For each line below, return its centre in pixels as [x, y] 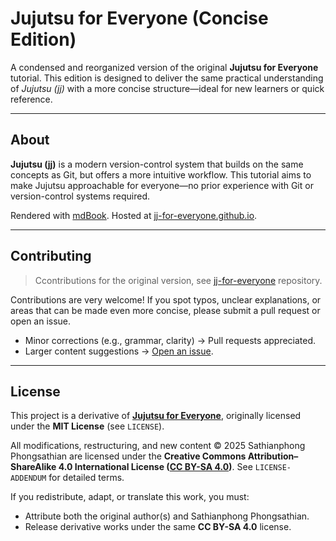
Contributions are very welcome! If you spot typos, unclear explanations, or [166, 299]
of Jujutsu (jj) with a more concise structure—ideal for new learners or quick [167, 88]
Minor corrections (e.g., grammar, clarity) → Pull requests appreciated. [170, 340]
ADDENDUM [28, 478]
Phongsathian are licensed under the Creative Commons [128, 456]
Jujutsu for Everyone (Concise [139, 18]
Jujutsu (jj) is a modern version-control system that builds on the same [157, 164]
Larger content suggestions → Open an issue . [119, 351]
